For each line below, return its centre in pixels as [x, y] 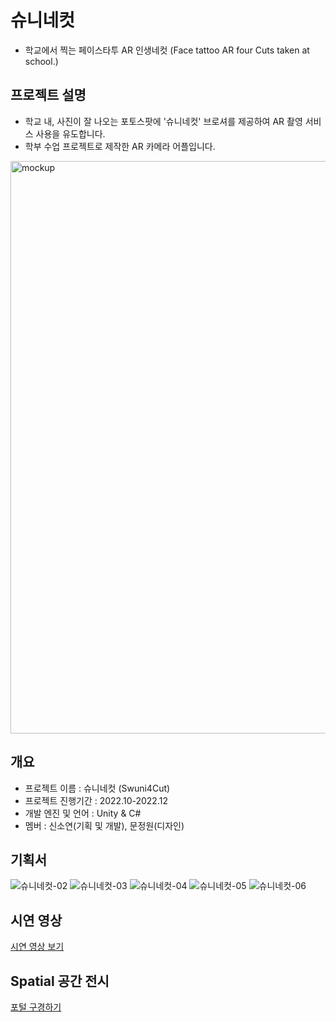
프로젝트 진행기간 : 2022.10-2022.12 [96, 800]
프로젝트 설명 [48, 95]
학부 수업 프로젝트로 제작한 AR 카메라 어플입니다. [120, 146]
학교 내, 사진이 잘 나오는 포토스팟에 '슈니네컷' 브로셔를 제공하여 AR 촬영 [163, 121]
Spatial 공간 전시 [60, 981]
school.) [41, 61]
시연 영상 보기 [37, 947]
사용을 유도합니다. [70, 133]
